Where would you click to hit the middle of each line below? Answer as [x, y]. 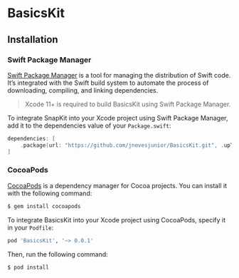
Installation [33, 40]
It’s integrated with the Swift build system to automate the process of [108, 83]
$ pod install [28, 267]
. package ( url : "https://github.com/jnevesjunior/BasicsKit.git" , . [122, 145]
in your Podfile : [31, 227]
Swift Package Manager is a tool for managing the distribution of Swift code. [119, 75]
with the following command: [50, 193]
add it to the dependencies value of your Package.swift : [89, 125]
